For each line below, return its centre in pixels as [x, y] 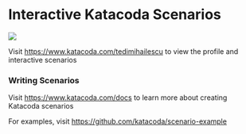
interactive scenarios [43, 59]
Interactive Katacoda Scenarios [115, 15]
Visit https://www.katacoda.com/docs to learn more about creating [118, 98]
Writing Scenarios [44, 80]
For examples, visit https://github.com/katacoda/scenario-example [117, 121]
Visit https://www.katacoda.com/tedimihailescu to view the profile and [123, 51]
